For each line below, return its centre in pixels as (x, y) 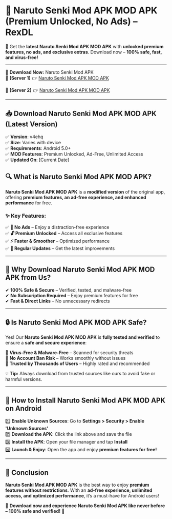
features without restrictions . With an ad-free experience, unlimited (79, 490)
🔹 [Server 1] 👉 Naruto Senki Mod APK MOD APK (57, 78)
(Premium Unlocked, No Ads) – (71, 21)
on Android (24, 408)
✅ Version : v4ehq (24, 137)
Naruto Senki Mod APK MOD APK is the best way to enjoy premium (77, 485)
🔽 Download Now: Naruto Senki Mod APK (49, 72)
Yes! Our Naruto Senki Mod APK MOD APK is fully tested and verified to (83, 337)
